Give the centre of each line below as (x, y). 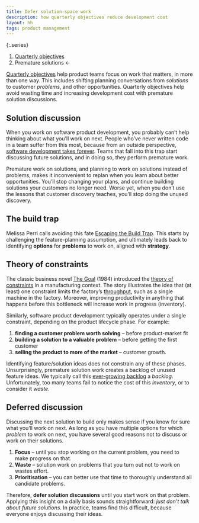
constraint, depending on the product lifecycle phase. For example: (88, 322)
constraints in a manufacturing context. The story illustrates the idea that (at (99, 285)
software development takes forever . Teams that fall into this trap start (92, 151)
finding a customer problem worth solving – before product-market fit (101, 333)
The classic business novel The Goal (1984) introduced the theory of (90, 278)
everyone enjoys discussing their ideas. (54, 514)
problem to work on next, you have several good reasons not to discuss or (97, 434)
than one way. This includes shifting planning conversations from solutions (97, 81)
